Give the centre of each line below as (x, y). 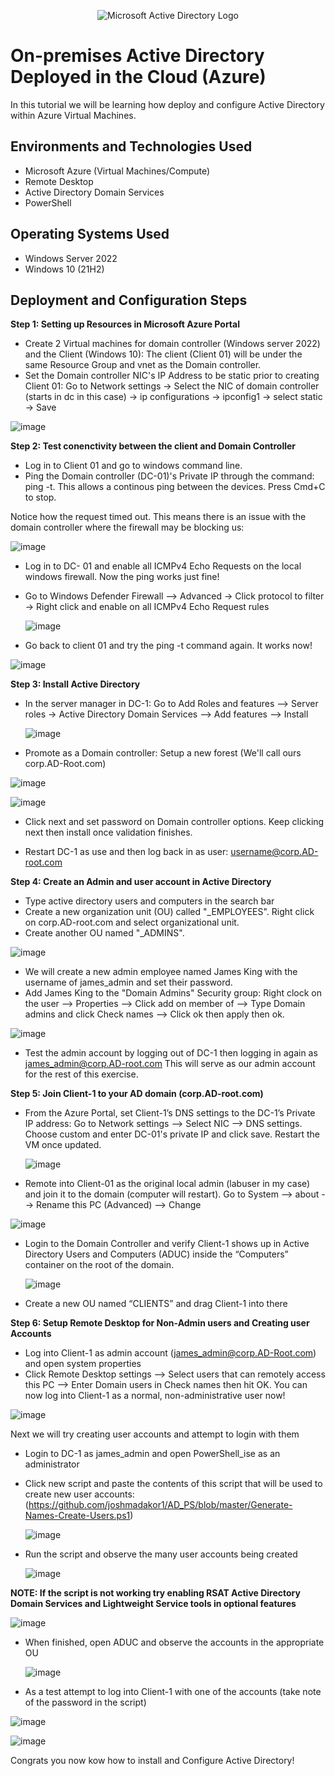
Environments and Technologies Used (131, 146)
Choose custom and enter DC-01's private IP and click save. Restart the (172, 1134)
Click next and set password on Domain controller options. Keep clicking (174, 822)
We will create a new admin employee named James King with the (161, 972)
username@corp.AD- (274, 852)
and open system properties (83, 1364)
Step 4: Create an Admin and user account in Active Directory (141, 882)
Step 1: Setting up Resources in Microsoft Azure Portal (125, 324)
